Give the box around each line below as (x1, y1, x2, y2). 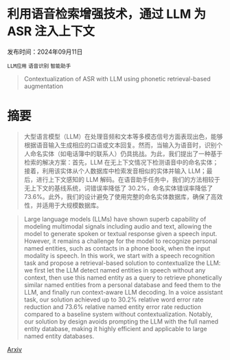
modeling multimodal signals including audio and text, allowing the (23, 222, 212, 231)
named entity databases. (23, 332, 95, 340)
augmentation (23, 82, 64, 90)
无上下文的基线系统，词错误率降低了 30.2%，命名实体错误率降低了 (23, 184, 214, 192)
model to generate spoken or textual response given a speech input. (23, 229, 218, 237)
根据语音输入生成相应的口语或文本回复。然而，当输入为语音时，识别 (23, 140, 217, 149)
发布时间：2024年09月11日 (7, 47, 83, 56)
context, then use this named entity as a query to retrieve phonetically (23, 273, 222, 282)
